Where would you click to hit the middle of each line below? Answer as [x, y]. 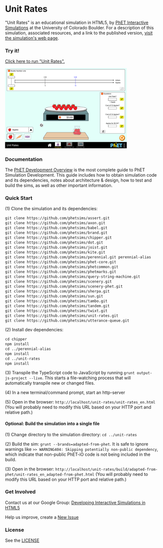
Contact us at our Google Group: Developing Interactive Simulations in [75, 502]
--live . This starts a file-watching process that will [80, 378]
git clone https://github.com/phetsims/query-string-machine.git [72, 277]
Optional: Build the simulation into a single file [52, 424]
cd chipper [16, 339]
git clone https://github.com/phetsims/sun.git [54, 296]
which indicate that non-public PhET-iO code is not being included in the [78, 454]
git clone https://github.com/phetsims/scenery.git [58, 282]
